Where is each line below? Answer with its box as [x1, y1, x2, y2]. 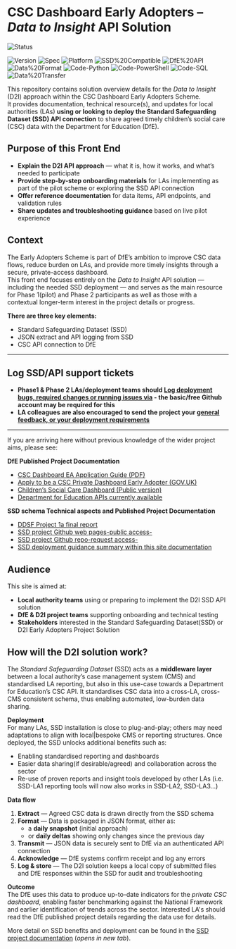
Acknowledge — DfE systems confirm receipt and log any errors [17, 854, 206, 862]
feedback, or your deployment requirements [17, 416, 150, 424]
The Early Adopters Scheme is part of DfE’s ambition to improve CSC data [7, 253, 221, 261]
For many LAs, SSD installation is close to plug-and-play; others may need [7, 724, 223, 731]
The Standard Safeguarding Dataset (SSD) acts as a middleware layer [7, 665, 212, 673]
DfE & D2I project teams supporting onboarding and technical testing [17, 611, 219, 619]
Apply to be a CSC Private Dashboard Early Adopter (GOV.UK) [17, 478, 197, 487]
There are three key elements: [7, 311, 97, 320]
